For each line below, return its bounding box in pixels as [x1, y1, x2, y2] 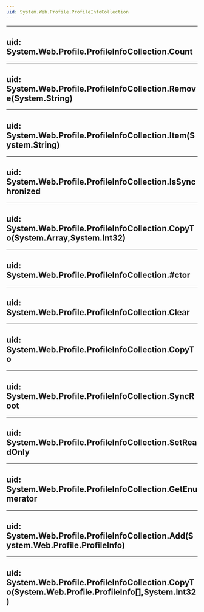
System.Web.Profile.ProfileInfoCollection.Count [6, 47, 193, 57]
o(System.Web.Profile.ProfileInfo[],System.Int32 [6, 586, 196, 597]
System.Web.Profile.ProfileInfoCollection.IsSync [6, 177, 196, 187]
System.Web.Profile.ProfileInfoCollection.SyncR [6, 391, 195, 401]
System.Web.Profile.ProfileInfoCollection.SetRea [6, 438, 197, 448]
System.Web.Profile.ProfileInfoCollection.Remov [6, 83, 196, 94]
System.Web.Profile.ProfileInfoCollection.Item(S [6, 130, 195, 140]
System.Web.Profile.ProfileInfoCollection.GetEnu [6, 484, 198, 495]
